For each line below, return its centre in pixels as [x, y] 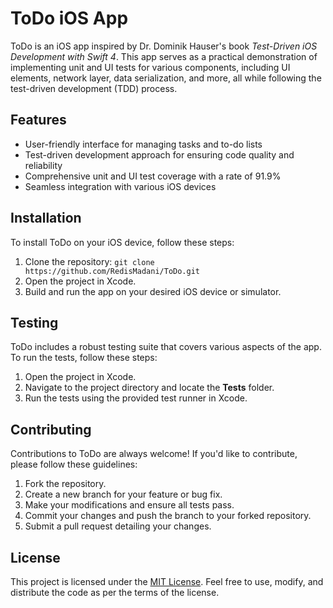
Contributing [51, 429]
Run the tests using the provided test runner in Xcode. [136, 398]
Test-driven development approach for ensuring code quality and [159, 154]
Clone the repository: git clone [89, 261]
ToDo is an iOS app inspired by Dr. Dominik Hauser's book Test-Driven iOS [164, 46]
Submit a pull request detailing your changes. [118, 526]
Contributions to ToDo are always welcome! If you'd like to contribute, [154, 454]
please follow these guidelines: [74, 464]
